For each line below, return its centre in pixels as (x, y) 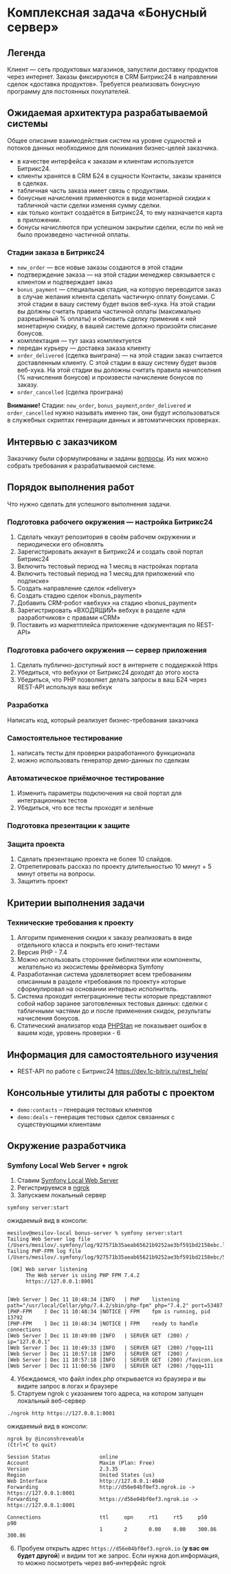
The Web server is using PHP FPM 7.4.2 (82, 1276)
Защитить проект (43, 881)
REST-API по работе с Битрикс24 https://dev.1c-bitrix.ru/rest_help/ (112, 1071)
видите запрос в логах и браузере (67, 1386)
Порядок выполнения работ (71, 488)
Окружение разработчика (67, 1146)
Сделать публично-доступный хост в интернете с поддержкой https (117, 665)
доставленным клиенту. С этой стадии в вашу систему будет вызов (117, 363)
